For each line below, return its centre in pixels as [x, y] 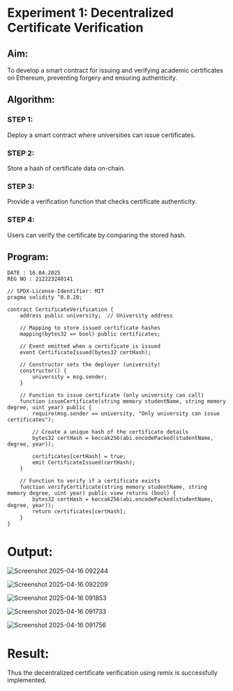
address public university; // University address [96, 316]
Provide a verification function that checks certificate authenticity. [102, 201]
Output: [30, 551]
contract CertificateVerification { [60, 310]
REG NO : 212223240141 [40, 279]
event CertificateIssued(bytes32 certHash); [85, 352]
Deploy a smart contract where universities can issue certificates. [102, 135]
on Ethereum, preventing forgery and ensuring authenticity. [92, 78]
